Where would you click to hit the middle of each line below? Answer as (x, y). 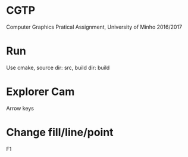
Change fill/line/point (60, 133)
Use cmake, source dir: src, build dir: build (58, 67)
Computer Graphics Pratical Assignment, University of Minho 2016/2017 (94, 27)
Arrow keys (20, 108)
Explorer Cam (40, 92)
